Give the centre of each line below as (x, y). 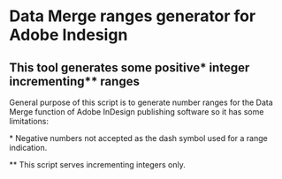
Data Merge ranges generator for (133, 16)
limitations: (29, 121)
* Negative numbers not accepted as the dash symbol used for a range (138, 138)
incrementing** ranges (74, 81)
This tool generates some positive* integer (130, 67)
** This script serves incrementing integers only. (97, 164)
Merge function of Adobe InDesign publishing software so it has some (137, 112)
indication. (28, 148)
